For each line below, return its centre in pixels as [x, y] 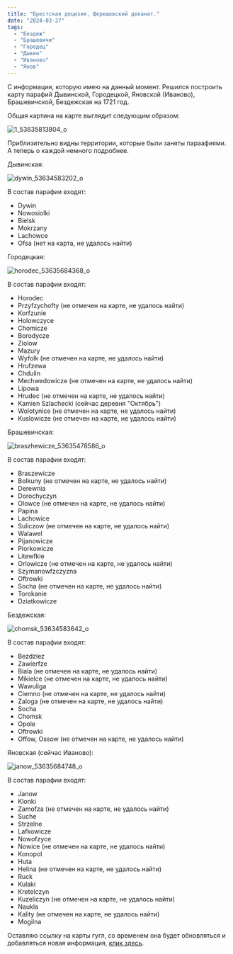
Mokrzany [32, 228]
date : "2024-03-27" [36, 21]
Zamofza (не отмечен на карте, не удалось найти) [93, 809]
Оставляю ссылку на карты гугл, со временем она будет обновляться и [116, 935]
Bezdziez [31, 656]
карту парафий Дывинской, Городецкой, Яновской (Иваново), [101, 94]
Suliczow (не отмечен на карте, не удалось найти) [93, 526]
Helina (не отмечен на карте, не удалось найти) [90, 869]
